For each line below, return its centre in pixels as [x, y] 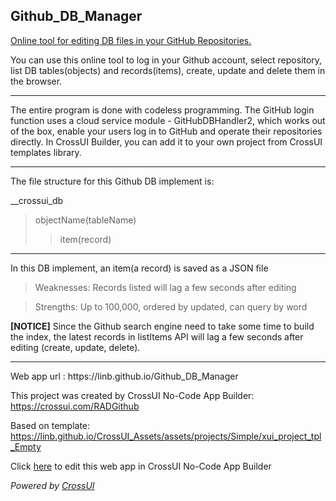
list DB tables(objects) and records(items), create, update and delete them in [168, 70]
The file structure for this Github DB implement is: [112, 181]
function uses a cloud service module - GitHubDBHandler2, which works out [168, 120]
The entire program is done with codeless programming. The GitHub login [162, 110]
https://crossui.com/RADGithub [75, 406]
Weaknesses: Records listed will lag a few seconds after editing [165, 287]
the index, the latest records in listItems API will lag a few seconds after [157, 336]
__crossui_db [37, 200]
